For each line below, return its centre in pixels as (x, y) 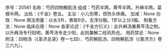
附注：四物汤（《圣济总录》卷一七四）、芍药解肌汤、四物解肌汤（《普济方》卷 (84, 39)
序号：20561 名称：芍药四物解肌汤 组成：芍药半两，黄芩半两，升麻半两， (81, 7)
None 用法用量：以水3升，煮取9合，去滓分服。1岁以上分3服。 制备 (83, 20)
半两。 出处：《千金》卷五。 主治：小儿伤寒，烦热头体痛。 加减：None (82, 14)
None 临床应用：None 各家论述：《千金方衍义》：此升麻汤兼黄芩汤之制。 (88, 26)
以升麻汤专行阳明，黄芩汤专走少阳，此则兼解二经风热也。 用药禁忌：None (82, 33)
